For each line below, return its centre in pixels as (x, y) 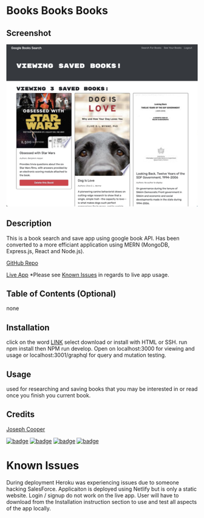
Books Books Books (57, 11)
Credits (21, 415)
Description (29, 224)
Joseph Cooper (26, 429)
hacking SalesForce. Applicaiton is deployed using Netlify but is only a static (102, 489)
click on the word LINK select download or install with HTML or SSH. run (97, 342)
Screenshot (29, 33)
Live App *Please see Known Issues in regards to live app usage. (88, 275)
